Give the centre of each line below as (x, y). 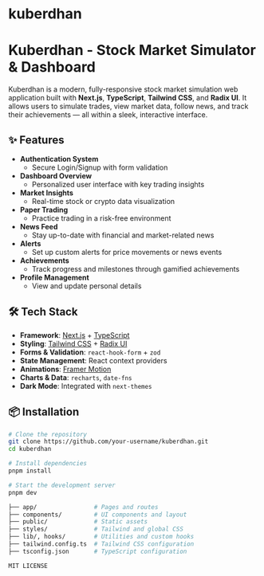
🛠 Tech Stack (43, 312)
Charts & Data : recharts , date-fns (76, 377)
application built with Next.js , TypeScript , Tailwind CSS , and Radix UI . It (128, 98)
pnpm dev (23, 492)
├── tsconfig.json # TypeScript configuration (98, 551)
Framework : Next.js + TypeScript (75, 335)
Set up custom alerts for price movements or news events (127, 252)
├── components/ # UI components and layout (98, 515)
